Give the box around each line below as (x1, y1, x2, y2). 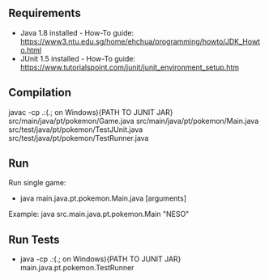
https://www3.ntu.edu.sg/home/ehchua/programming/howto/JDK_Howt (19, 36, 261, 46)
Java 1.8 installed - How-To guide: (19, 28, 134, 37)
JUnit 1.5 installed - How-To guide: (19, 53, 136, 63)
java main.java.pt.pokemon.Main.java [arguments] (19, 193, 187, 203)
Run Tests (8, 232, 60, 246)
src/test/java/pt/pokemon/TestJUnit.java (8, 125, 143, 134)
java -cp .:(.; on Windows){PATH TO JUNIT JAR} (19, 254, 181, 264)
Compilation (8, 86, 71, 100)
